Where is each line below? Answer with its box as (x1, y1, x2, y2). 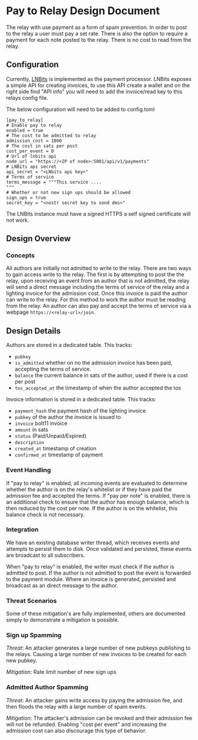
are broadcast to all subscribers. (6, 551, 85, 559)
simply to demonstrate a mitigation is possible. (6, 616, 119, 624)
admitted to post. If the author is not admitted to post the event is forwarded (6, 569, 191, 576)
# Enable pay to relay (6, 122, 62, 128)
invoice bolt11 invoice (14, 420, 68, 427)
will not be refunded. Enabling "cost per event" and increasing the (6, 720, 167, 728)
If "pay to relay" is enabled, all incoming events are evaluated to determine (6, 479, 188, 486)
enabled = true (6, 127, 44, 134)
